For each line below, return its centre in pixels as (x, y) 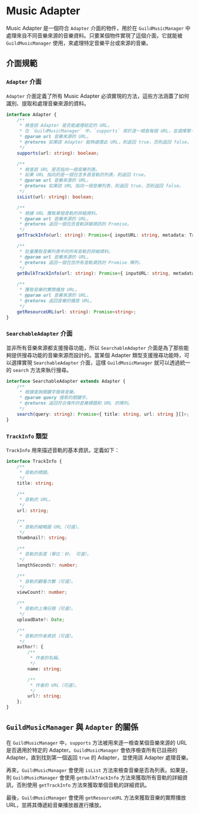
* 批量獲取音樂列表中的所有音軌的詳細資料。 (66, 251)
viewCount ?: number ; (42, 592)
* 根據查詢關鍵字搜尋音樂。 (49, 392)
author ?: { (30, 647)
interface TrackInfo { (34, 461)
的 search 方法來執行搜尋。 (39, 370)
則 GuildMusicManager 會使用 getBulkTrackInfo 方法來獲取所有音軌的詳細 (94, 777)
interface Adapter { (32, 115)
